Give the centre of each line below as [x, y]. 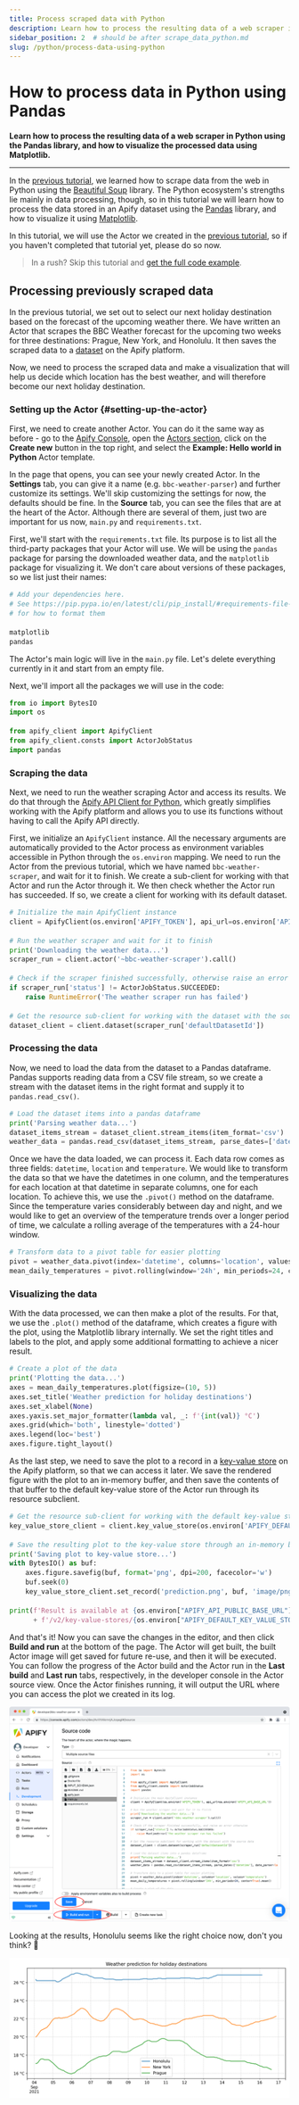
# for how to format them [57, 614]
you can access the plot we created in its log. [92, 1694]
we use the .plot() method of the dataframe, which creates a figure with [143, 1323]
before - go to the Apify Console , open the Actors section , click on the [138, 438]
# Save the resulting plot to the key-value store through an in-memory [147, 1545]
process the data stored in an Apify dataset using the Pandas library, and [143, 209]
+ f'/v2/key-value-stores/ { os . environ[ [106, 1620]
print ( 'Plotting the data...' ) [67, 1379]
